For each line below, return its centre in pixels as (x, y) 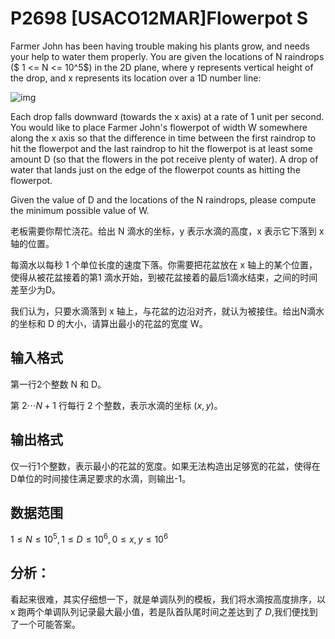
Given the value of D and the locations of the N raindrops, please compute (163, 199)
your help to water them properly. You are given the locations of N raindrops (167, 56)
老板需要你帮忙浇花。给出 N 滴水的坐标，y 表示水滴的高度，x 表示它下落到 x (167, 231)
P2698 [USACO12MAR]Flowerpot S (159, 18)
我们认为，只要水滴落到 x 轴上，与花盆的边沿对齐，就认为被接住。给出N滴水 (167, 311)
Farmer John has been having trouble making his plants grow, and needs (160, 46)
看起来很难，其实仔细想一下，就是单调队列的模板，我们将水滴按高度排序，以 (168, 599)
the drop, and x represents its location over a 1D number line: (136, 78)
